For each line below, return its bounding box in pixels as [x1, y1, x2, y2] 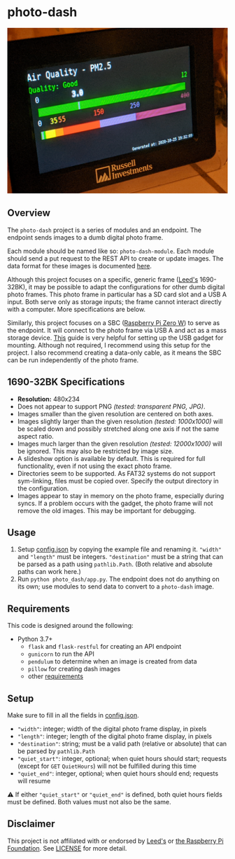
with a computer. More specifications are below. [7, 305, 145, 313]
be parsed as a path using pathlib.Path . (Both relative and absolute [17, 560, 213, 568]
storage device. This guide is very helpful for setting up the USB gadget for [7, 334, 224, 342]
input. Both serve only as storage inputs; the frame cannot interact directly [7, 297, 222, 305]
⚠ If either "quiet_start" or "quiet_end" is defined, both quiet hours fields [7, 790, 222, 799]
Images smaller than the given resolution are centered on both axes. [17, 409, 214, 418]
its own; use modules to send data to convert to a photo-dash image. [17, 582, 215, 591]
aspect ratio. [17, 432, 54, 440]
